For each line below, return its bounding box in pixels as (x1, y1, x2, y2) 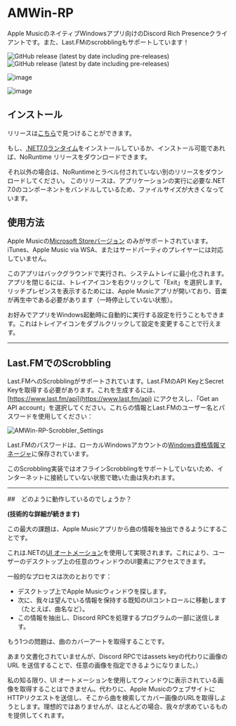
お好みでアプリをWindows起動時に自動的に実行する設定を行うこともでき (7, 310, 219, 319)
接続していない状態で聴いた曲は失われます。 (50, 473, 179, 482)
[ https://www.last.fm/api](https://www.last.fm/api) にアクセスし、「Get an (7, 395, 219, 403)
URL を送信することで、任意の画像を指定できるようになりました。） (7, 661, 202, 670)
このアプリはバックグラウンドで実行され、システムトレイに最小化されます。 (7, 269, 228, 277)
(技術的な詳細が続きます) (7, 510, 80, 518)
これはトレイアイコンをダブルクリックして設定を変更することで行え (18, 319, 216, 328)
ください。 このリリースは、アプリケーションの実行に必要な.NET (37, 176, 226, 184)
